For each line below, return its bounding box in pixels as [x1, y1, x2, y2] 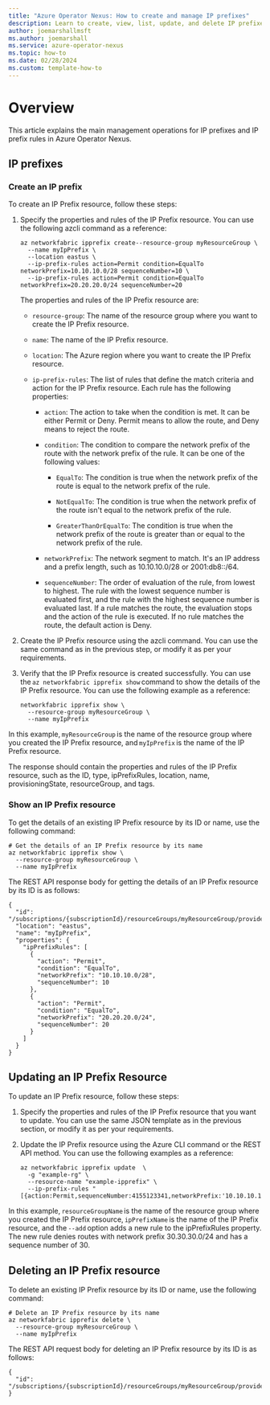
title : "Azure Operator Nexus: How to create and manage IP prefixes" [8, 11, 250, 20]
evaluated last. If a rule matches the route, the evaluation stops [43, 604, 252, 613]
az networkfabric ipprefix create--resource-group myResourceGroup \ [19, 239, 259, 248]
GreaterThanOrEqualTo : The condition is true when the [55, 521, 234, 530]
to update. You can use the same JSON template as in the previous [19, 1116, 242, 1125]
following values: [43, 457, 100, 467]
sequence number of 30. [8, 1240, 91, 1250]
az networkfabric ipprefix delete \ [8, 1316, 131, 1325]
